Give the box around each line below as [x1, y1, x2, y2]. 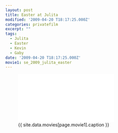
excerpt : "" [5, 27, 31, 32]
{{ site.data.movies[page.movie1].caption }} [18, 122, 110, 128]
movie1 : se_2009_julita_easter [5, 60, 72, 65]
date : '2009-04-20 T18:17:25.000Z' [5, 55, 81, 60]
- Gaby [10, 50, 24, 55]
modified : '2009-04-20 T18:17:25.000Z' [5, 17, 90, 22]
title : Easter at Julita [5, 12, 58, 17]
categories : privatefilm [5, 21, 58, 27]
